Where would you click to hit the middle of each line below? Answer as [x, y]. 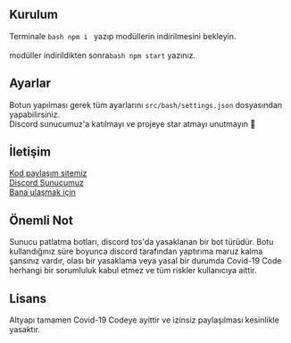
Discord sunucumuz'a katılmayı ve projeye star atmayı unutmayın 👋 [133, 123]
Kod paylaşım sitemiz [48, 173]
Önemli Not [41, 220]
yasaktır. [25, 330]
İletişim [30, 152]
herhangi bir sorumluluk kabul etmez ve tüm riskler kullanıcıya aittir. [133, 271]
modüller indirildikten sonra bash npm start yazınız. [103, 55]
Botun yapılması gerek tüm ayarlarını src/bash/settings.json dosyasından [146, 105]
